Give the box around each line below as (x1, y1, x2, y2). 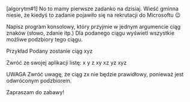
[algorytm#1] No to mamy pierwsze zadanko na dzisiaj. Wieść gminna (6, 5, 179, 12)
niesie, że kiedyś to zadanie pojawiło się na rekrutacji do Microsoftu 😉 (6, 11, 181, 19)
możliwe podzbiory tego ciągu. (6, 36, 83, 43)
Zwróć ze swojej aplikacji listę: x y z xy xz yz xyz (6, 59, 127, 66)
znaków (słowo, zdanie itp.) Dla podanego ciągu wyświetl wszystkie (6, 29, 175, 37)
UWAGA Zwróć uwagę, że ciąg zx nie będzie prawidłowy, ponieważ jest (6, 71, 184, 77)
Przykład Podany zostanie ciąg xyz (6, 47, 93, 55)
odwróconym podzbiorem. (6, 77, 72, 84)
